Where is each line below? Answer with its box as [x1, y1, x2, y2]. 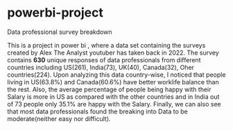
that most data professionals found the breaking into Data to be [7, 107, 189, 115]
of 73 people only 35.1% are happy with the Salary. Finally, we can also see [7, 100, 221, 108]
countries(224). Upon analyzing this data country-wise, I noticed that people [7, 71, 226, 79]
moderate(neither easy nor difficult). [7, 114, 111, 122]
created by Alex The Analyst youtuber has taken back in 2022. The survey [7, 48, 220, 57]
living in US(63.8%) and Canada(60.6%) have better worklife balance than [7, 77, 220, 86]
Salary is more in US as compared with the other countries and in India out [7, 92, 220, 101]
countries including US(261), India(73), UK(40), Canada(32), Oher [7, 63, 195, 71]
